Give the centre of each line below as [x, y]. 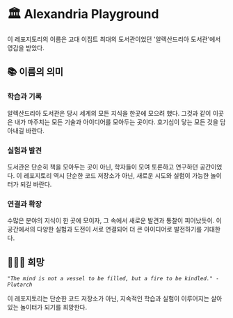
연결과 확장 [25, 204]
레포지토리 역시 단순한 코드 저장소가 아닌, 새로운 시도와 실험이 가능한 [116, 175]
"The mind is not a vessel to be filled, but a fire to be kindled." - [113, 279]
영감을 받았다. [26, 47]
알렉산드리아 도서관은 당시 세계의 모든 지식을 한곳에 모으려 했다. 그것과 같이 [109, 113]
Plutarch [20, 285]
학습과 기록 [25, 97]
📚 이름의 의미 [35, 72]
